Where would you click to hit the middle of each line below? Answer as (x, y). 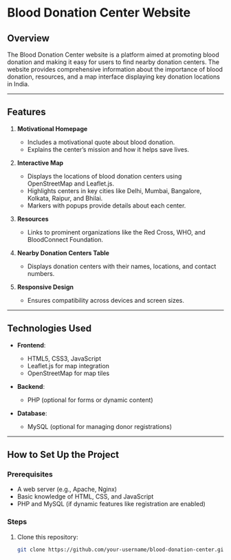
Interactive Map (40, 163)
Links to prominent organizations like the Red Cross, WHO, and (116, 232)
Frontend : (31, 345)
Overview (29, 38)
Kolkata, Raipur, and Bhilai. (65, 198)
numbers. (41, 273)
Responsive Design (45, 287)
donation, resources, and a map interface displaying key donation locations (113, 77)
